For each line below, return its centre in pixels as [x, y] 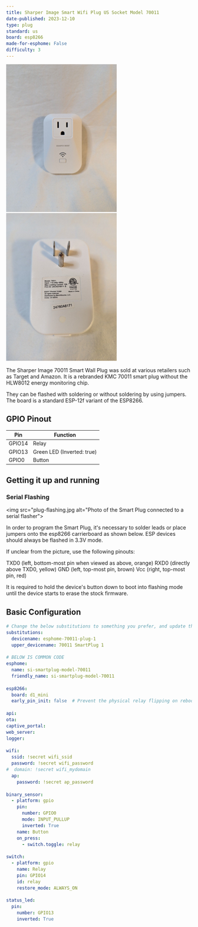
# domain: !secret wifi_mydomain [49, 770]
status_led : [21, 900]
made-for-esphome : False [37, 44]
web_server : [21, 732]
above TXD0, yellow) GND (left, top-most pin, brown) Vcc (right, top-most [96, 570]
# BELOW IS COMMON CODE [35, 658]
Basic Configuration [44, 612]
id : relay [29, 882]
